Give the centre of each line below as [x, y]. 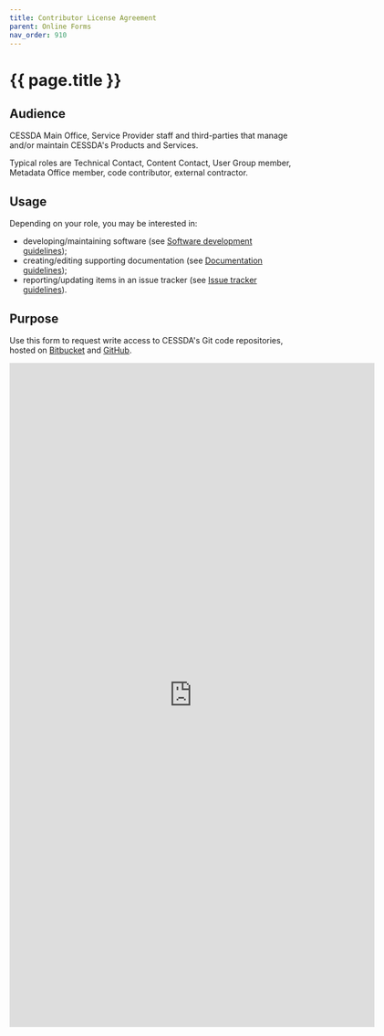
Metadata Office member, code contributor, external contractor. [129, 173]
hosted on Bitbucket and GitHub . [71, 350]
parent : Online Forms [51, 26]
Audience [38, 114]
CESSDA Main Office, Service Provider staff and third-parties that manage [149, 136]
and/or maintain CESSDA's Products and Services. [104, 145]
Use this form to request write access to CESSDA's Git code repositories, [146, 340]
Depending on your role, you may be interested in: [104, 224]
